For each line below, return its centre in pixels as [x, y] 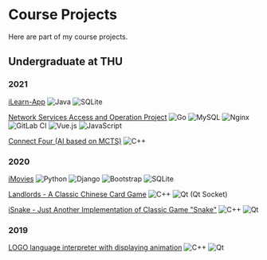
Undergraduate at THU [66, 62]
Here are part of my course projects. [68, 37]
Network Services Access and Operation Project [88, 117]
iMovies [21, 179]
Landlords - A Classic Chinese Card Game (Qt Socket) [118, 194]
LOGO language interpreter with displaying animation [95, 247]
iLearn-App [27, 102]
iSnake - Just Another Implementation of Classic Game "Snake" [113, 209]
